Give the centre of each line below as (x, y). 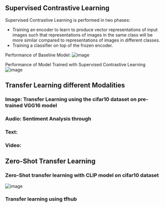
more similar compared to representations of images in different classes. (86, 40)
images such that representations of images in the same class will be (82, 35)
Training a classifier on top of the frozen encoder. (62, 45)
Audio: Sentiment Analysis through (48, 119)
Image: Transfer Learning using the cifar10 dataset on (71, 99)
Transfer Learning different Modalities (65, 85)
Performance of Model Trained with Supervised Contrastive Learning (75, 64)
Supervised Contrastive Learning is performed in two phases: (68, 20)
